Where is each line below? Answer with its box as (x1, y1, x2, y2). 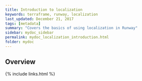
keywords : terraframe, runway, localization (5, 12, 98, 17)
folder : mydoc (5, 40, 35, 44)
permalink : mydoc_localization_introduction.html (5, 35, 109, 40)
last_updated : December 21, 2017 (5, 16, 74, 21)
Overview (5, 58, 36, 66)
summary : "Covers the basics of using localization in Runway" (5, 26, 138, 31)
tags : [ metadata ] (5, 21, 41, 26)
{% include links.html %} (5, 71, 55, 77)
